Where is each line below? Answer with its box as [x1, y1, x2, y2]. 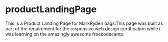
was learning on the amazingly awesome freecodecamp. [5, 31, 125, 37]
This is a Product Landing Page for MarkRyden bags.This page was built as [5, 20, 163, 26]
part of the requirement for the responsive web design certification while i [5, 25, 161, 31]
